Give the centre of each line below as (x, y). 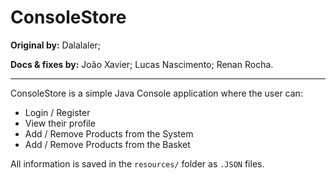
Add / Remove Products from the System (109, 133)
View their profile (60, 123)
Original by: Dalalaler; (56, 45)
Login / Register (57, 112)
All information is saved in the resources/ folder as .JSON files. (137, 163)
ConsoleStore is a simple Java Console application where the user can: (156, 93)
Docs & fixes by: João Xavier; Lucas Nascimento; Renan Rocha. (142, 64)
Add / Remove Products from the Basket (107, 144)
